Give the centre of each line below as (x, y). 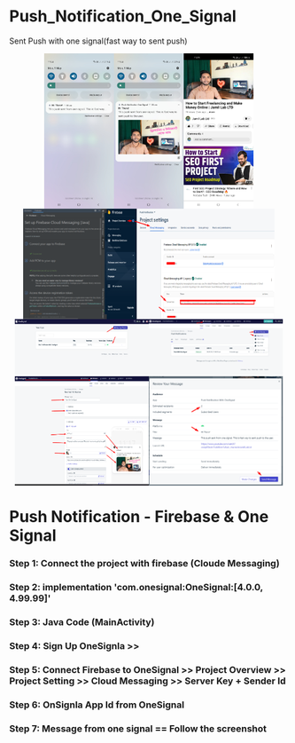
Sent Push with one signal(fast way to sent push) (98, 41)
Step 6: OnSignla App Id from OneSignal (97, 705)
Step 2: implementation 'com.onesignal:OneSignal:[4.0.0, (136, 588)
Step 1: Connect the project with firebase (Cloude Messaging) (145, 564)
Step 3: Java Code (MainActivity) (82, 622)
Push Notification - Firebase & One (139, 517)
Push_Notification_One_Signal (123, 16)
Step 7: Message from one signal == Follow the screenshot (138, 728)
